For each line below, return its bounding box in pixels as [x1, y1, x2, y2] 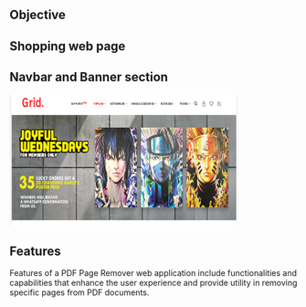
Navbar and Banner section [9, 69, 169, 85]
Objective [9, 7, 67, 23]
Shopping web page [9, 38, 126, 54]
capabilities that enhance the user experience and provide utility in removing [9, 278, 298, 289]
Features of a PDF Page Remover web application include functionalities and [9, 268, 298, 279]
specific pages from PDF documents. [9, 287, 150, 298]
